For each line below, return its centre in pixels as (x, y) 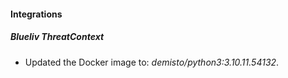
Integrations (36, 14)
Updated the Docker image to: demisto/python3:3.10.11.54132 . (152, 62)
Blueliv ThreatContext (57, 37)
